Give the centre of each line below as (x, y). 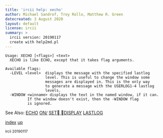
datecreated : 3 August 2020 (34, 19)
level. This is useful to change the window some (97, 77)
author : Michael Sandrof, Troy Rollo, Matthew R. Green (64, 14)
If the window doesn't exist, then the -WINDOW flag (83, 99)
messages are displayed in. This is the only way (97, 82)
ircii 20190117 (17, 131)
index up (14, 122)
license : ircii (21, 28)
